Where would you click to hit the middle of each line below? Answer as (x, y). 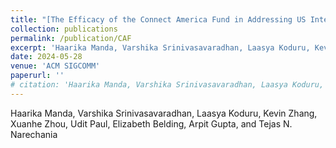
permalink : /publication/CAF (71, 38)
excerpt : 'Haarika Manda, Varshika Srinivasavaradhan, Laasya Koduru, (160, 47)
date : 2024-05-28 (46, 57)
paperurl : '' (37, 76)
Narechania (34, 134)
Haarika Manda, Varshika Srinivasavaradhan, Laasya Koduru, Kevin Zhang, (164, 113)
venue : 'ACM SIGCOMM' (55, 66)
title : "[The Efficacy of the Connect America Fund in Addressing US (158, 19)
